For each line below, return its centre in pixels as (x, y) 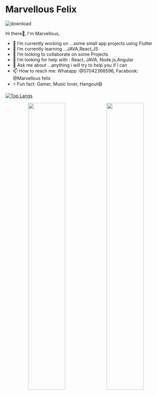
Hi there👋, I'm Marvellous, (32, 33)
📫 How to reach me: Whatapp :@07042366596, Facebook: (75, 71)
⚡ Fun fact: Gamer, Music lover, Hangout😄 (58, 84)
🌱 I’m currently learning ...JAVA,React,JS (55, 49)
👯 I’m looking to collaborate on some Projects (60, 54)
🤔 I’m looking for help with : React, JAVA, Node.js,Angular (73, 59)
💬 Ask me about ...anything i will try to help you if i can (70, 65)
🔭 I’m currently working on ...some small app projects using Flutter (82, 43)
